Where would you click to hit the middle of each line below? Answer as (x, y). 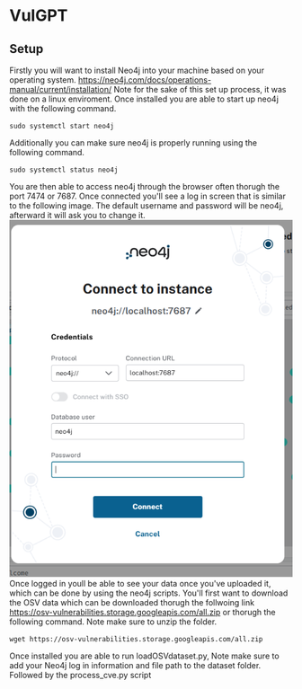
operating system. (43, 80)
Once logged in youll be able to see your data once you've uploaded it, (140, 584)
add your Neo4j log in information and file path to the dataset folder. (135, 666)
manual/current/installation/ (61, 89)
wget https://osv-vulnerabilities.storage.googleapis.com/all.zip (136, 640)
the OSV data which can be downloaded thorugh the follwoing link (132, 603)
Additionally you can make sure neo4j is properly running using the (133, 143)
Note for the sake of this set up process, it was (200, 89)
